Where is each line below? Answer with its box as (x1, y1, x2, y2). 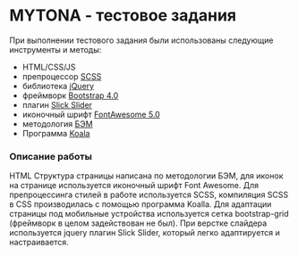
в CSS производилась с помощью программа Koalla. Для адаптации (9, 199, 272, 210)
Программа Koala (21, 128, 90, 138)
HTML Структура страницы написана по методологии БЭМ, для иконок (9, 170, 284, 181)
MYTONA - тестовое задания (9, 5, 237, 26)
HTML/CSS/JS (21, 62, 76, 72)
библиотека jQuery (21, 80, 95, 91)
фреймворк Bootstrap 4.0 (21, 90, 119, 101)
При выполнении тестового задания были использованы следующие (9, 35, 274, 45)
